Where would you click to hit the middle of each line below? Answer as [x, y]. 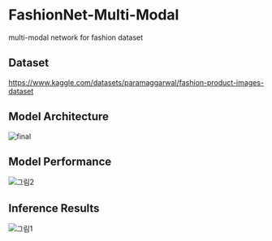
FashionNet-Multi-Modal [94, 15]
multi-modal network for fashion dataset [76, 37]
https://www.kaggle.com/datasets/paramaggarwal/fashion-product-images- [136, 82]
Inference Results [54, 208]
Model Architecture [59, 116]
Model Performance [60, 161]
